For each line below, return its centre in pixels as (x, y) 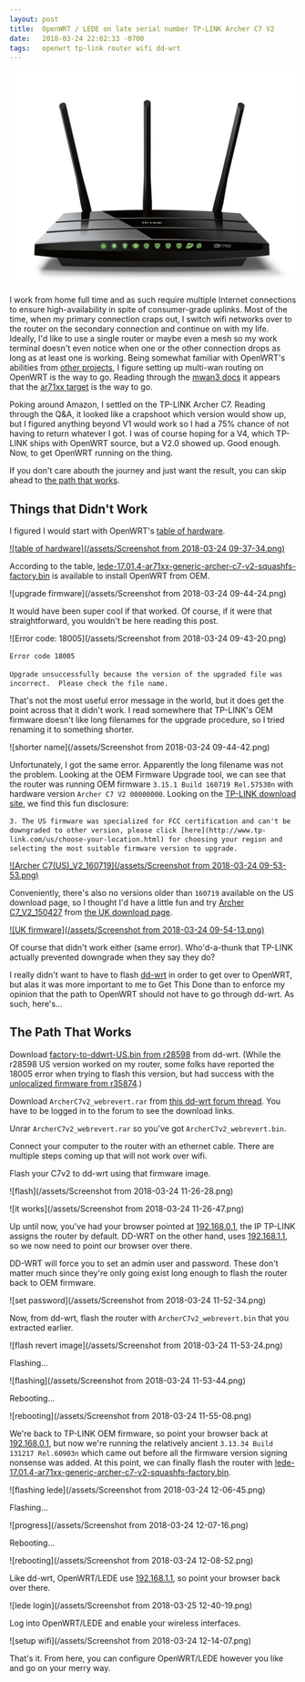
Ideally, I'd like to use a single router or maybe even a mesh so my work (143, 339)
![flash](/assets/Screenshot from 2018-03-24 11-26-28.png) (122, 1191)
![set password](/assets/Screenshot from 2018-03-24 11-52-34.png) (138, 1300)
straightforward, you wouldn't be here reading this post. (114, 621)
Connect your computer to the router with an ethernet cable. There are (142, 1146)
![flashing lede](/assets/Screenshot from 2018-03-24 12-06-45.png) (137, 1490)
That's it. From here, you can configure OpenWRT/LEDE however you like (147, 1658)
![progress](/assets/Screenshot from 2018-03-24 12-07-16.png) (129, 1524)
